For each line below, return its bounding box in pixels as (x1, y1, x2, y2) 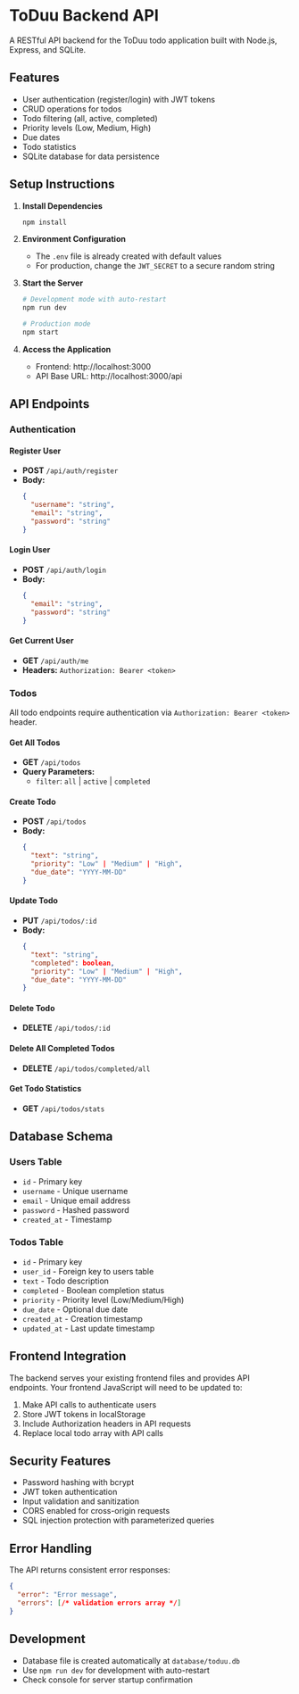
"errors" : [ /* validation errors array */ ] (17, 1599, 181, 1607)
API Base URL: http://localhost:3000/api (35, 370, 183, 381)
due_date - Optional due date (21, 1304, 129, 1315)
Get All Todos (9, 737, 61, 748)
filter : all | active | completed (35, 776, 151, 786)
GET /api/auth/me (21, 655, 89, 666)
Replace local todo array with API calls (21, 1427, 163, 1438)
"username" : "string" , (30, 501, 115, 510)
